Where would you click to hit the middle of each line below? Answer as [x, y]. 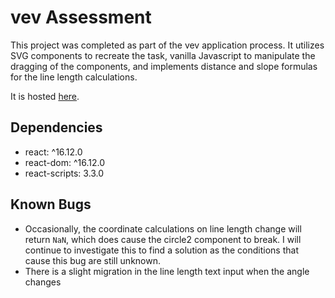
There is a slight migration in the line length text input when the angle [167, 271]
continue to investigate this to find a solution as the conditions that [161, 250]
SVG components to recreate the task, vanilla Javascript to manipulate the [163, 55]
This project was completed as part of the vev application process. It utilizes [167, 45]
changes [43, 282]
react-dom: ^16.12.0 [65, 162]
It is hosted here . [45, 96]
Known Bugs [51, 204]
